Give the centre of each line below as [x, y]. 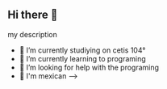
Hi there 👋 [33, 15]
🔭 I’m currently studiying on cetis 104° [82, 50]
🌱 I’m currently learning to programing [82, 58]
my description [32, 34]
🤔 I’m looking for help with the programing [89, 67]
